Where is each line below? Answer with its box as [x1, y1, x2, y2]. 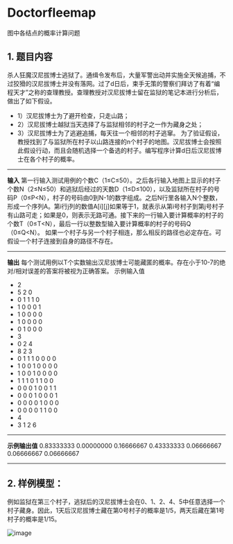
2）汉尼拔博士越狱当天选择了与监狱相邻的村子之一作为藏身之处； [17, 120, 204, 128]
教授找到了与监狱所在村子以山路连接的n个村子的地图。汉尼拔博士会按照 [17, 137, 222, 146]
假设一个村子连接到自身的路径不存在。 [7, 237, 116, 245]
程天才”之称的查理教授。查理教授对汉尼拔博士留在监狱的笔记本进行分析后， [7, 88, 223, 96]
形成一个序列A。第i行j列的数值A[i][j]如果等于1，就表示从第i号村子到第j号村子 [7, 202, 225, 210]
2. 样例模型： [7, 477, 64, 490]
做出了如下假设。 [7, 96, 56, 105]
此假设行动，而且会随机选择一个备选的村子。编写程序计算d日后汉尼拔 [17, 146, 216, 154]
